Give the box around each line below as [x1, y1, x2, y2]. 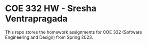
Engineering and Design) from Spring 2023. [5, 34, 93, 40]
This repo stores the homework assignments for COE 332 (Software [5, 29, 142, 35]
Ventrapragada [5, 13, 68, 24]
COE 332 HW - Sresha [5, 3, 97, 14]
